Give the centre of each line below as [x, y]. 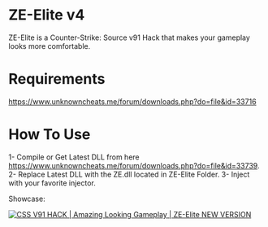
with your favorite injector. [52, 183]
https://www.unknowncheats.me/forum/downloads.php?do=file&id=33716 [133, 101]
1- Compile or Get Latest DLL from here [74, 157]
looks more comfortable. [50, 46]
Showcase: [27, 199]
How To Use [50, 135]
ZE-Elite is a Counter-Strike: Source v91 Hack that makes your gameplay [129, 37]
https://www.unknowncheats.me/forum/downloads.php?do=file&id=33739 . [134, 165]
